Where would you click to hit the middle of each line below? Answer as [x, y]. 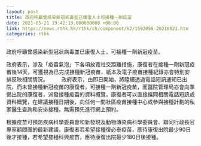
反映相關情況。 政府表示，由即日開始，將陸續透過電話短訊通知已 [97, 80]
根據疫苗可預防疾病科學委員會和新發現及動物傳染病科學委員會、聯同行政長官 [100, 122]
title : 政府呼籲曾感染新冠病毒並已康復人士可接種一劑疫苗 [69, 17]
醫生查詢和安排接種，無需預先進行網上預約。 [66, 109]
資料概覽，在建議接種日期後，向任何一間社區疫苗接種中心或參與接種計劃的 [98, 102]
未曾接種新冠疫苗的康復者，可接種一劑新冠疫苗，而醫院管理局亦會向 [106, 87]
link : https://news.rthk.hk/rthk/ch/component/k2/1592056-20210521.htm [97, 28]
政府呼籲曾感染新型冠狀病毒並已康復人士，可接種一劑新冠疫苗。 [85, 52]
